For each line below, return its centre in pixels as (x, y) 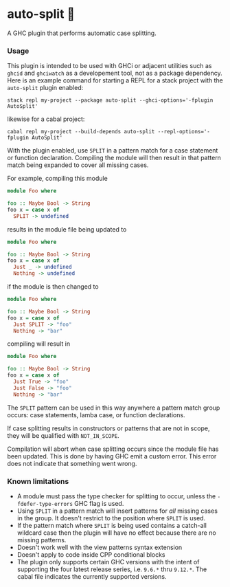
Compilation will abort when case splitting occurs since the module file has (113, 449)
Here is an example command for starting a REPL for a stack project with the (115, 80)
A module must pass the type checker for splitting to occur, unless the (116, 496)
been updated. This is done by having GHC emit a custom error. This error (112, 456)
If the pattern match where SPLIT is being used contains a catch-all (112, 526)
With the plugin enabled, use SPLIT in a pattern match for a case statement (113, 151)
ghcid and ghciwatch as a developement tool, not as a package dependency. (115, 73)
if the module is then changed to (53, 287)
